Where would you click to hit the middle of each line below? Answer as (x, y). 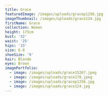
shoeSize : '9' (19, 55)
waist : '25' (17, 41)
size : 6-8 (15, 50)
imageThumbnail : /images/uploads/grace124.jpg (53, 18)
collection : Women (24, 28)
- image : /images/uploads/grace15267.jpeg (53, 73)
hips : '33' (16, 46)
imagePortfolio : (21, 68)
